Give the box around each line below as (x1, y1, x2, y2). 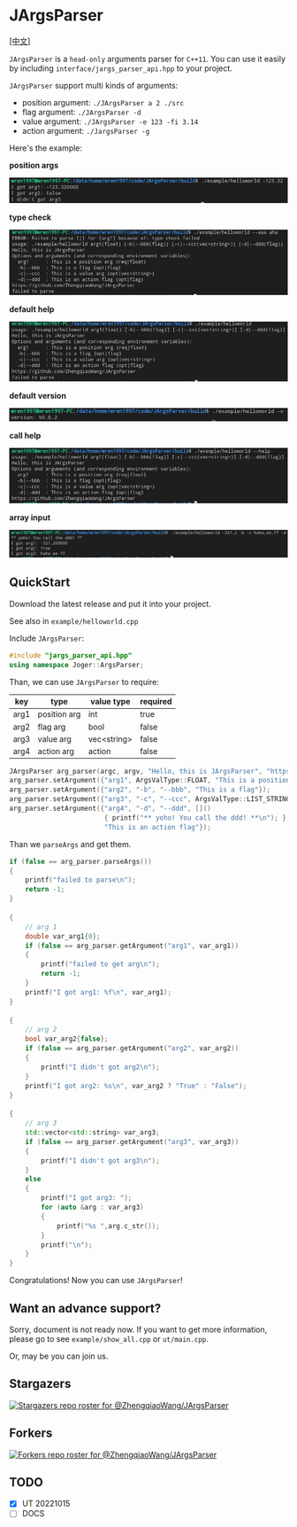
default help (9, 303, 55, 315)
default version (9, 390, 66, 401)
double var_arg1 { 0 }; (25, 931, 101, 940)
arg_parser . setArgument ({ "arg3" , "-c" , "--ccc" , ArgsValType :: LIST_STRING (9, 795, 291, 804)
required (140, 697, 172, 706)
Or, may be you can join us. (9, 1351, 109, 1361)
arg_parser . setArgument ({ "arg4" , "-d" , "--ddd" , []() (9, 804, 212, 813)
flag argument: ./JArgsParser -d (21, 106, 141, 117)
